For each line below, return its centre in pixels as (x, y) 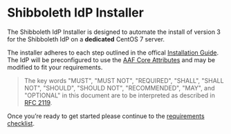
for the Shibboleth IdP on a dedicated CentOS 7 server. (86, 39)
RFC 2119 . (38, 102)
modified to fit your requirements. (55, 67)
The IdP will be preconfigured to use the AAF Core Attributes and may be (111, 59)
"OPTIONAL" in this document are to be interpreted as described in (120, 95)
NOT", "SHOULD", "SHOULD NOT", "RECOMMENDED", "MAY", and (120, 88)
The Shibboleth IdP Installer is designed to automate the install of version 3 (114, 32)
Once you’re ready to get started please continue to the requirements (106, 116)
